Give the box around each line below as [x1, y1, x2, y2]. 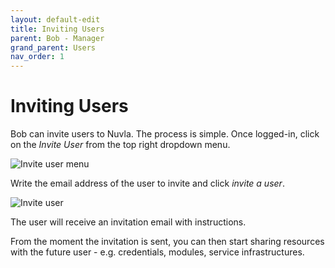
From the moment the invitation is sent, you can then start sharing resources [10, 236, 325, 248]
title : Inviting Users [10, 24, 105, 34]
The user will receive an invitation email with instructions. [10, 216, 247, 228]
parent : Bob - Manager [10, 33, 105, 43]
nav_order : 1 [10, 52, 65, 62]
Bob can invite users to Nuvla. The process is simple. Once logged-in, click [10, 128, 320, 140]
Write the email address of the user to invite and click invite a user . [10, 177, 285, 190]
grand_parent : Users [10, 42, 97, 53]
